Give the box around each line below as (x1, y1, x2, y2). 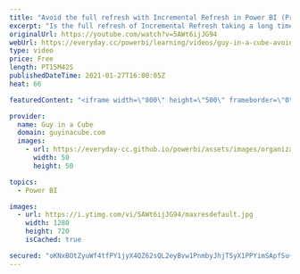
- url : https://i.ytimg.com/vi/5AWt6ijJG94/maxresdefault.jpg (17, 211, 254, 220)
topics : (9, 178, 38, 187)
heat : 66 (9, 79, 42, 88)
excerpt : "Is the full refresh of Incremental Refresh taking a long (9, 21, 274, 30)
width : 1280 (25, 219, 70, 228)
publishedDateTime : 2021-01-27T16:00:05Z (9, 71, 166, 80)
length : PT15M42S (9, 63, 74, 72)
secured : (9, 251, 42, 260)
